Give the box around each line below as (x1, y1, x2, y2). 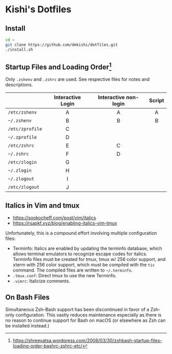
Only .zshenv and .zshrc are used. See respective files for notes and (5, 76, 150, 82)
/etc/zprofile (8, 126, 42, 132)
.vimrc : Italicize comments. (12, 278, 71, 284)
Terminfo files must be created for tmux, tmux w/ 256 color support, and (12, 256, 166, 262)
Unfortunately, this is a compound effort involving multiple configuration (5, 230, 157, 236)
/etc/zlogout (8, 184, 40, 190)
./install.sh (5, 47, 33, 52)
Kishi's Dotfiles (5, 4, 72, 15)
